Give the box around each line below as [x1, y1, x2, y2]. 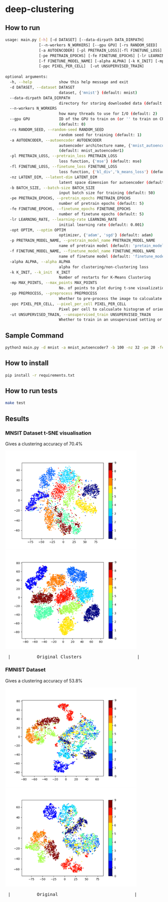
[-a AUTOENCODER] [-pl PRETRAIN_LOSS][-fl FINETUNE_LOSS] [38, 48, 162, 53]
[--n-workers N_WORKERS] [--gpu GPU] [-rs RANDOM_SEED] [38, 43, 157, 48]
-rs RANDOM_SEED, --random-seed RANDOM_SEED [9, 127, 104, 132]
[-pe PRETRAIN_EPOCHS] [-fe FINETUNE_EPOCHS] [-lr [38, 53, 146, 58]
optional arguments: [5, 74, 48, 80]
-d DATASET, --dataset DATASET [9, 85, 75, 90]
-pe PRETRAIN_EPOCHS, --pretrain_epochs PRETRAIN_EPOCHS [9, 196, 131, 201]
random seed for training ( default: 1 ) [58, 132, 142, 137]
